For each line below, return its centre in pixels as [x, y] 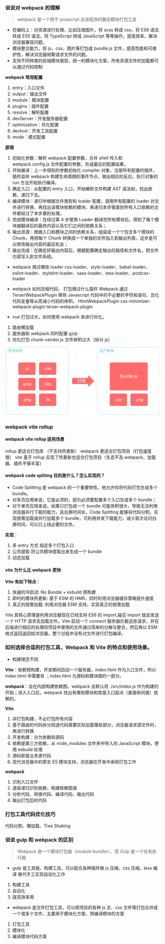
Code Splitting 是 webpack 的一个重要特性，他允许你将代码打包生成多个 [85, 488]
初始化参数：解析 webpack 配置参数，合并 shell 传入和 [67, 158]
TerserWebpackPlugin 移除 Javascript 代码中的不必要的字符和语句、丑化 [86, 295]
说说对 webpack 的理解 [33, 7]
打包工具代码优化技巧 [30, 814]
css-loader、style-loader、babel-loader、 [107, 267]
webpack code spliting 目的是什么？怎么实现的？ [55, 475]
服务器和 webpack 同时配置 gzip [45, 334]
